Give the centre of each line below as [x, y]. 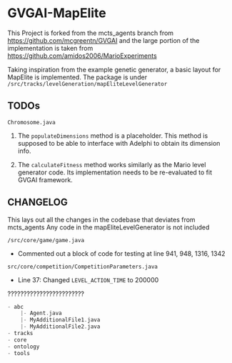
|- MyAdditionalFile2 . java [60, 327]
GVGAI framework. [45, 179]
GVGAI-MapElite [57, 13]
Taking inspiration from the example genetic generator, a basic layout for [114, 69]
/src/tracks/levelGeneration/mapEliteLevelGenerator [87, 84]
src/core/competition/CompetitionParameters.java [83, 267]
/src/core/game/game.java [46, 240]
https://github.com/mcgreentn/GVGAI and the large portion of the [104, 40]
